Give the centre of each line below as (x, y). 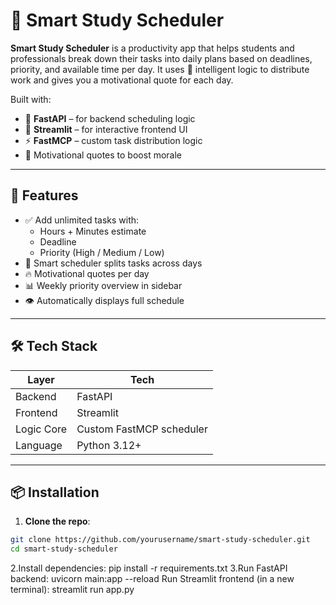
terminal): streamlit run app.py (72, 590)
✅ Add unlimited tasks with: (82, 220)
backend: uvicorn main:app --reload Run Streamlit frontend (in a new (152, 579)
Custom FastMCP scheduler (142, 429)
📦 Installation (55, 492)
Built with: (31, 99)
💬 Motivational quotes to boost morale (103, 155)
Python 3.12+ (109, 445)
